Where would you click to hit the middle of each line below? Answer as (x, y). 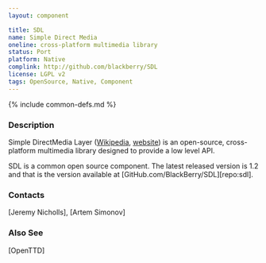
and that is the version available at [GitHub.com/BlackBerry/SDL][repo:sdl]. (131, 174)
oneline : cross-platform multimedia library (83, 44)
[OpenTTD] (27, 250)
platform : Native (37, 60)
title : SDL (26, 30)
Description (31, 125)
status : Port (30, 52)
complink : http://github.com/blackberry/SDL (83, 67)
